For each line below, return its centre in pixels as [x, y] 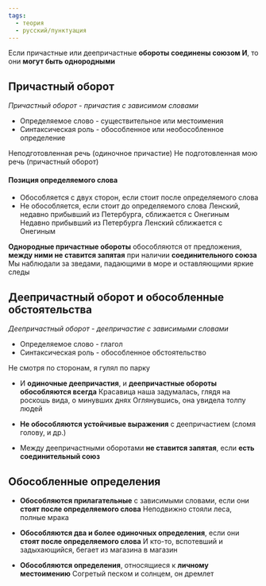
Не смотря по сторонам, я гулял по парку [79, 368]
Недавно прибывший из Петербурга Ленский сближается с [121, 223]
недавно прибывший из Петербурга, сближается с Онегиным [125, 215]
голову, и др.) [43, 433]
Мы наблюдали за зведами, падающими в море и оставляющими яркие [131, 264]
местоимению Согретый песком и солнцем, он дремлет [117, 574]
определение [42, 138]
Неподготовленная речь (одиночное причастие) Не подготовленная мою [133, 153]
